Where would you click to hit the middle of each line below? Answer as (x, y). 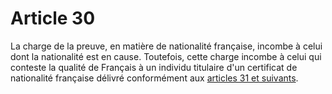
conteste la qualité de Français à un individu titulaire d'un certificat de (154, 67)
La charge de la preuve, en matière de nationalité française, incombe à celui (166, 46)
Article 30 (53, 18)
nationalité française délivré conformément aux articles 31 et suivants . (154, 78)
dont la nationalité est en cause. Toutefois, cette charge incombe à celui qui (166, 56)
